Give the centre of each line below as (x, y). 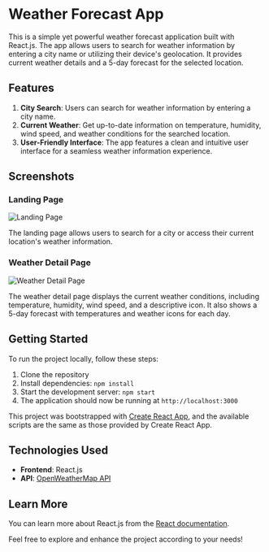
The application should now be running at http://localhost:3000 (129, 400)
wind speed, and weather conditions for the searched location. (125, 133)
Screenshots (41, 177)
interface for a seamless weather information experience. (116, 150)
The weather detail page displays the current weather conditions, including (134, 296)
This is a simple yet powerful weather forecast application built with (121, 37)
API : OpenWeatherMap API (65, 478)
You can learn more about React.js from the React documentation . (119, 524)
